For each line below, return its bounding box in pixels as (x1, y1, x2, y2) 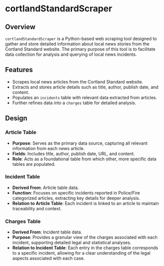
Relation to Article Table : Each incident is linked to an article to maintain (12, 200, 159, 206)
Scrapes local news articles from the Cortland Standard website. (12, 78, 143, 84)
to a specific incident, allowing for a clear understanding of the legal (12, 250, 151, 256)
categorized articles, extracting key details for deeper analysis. (12, 195, 140, 201)
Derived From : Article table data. (12, 185, 79, 190)
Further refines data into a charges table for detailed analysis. (12, 100, 136, 106)
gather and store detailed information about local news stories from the (5, 41, 150, 47)
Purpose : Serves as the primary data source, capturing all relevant (12, 140, 148, 146)
